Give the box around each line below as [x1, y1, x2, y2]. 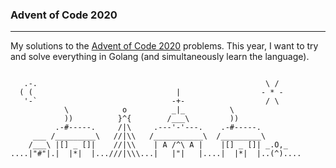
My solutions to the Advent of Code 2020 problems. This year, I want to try [10, 40, 319, 52]
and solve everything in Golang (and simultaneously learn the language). [10, 51, 310, 63]
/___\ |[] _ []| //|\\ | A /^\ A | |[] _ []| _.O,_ [28, 140, 288, 150]
